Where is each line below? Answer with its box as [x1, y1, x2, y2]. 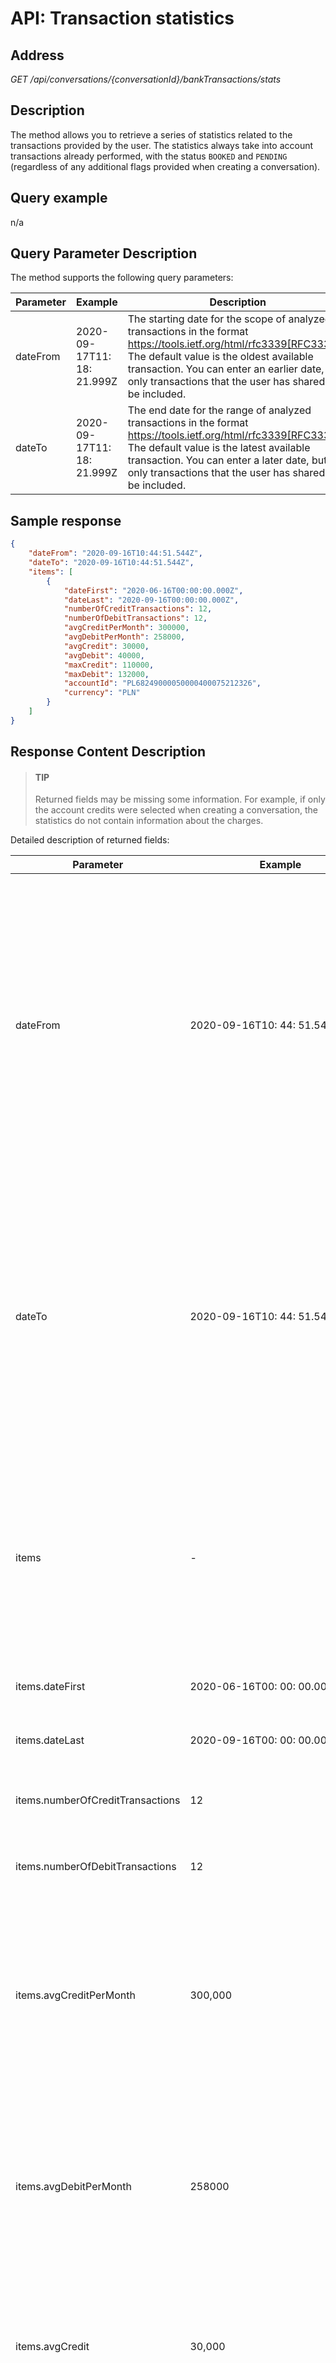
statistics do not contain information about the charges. [34, 815, 264, 827]
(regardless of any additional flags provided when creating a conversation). [10, 160, 321, 172]
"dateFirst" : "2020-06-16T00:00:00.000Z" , [63, 585, 244, 596]
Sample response [10, 512, 122, 529]
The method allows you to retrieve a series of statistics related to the [10, 128, 293, 141]
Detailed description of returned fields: [10, 834, 170, 846]
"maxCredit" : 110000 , [63, 660, 155, 670]
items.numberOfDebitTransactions [15, 1860, 177, 1874]
